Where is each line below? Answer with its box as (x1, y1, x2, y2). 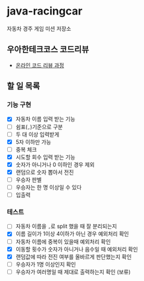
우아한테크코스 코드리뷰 (7, 44, 89, 55)
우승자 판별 (15, 176, 42, 183)
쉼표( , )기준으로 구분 (15, 123, 63, 131)
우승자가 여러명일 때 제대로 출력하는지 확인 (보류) (15, 268, 131, 276)
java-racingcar (7, 4, 83, 18)
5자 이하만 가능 (15, 138, 52, 146)
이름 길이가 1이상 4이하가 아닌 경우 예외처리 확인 (15, 230, 129, 237)
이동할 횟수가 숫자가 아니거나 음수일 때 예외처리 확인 (15, 245, 138, 253)
